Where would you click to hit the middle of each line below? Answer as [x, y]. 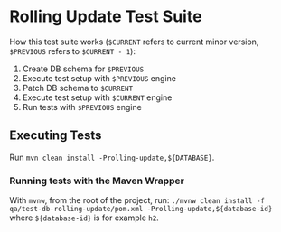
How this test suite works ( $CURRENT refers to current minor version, [134, 42]
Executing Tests [56, 136]
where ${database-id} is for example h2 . [84, 218]
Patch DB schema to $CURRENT [78, 88]
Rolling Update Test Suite [106, 17]
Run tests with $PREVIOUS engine [82, 107]
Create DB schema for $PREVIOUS [83, 69]
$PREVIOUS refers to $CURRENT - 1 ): [72, 51]
